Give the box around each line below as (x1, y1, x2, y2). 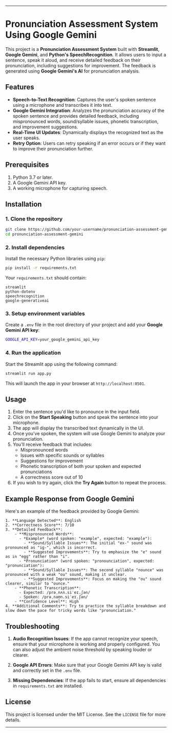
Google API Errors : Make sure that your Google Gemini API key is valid (12, 662, 162, 668)
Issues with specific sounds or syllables (20, 453, 104, 459)
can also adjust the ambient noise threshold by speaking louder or (12, 646, 153, 652)
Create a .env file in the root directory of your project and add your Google (5, 322, 163, 328)
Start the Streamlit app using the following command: (5, 361, 118, 367)
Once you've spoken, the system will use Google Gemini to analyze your (12, 430, 165, 437)
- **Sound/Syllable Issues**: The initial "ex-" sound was (24, 540, 153, 546)
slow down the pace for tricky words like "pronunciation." (5, 608, 137, 613)
